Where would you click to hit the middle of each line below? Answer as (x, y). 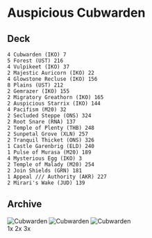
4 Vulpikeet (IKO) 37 (39, 67)
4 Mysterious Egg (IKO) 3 (44, 158)
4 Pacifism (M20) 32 (37, 110)
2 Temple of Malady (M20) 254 (51, 165)
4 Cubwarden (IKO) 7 (37, 54)
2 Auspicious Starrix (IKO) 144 (54, 103)
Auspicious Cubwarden (76, 13)
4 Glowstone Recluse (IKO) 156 (52, 79)
